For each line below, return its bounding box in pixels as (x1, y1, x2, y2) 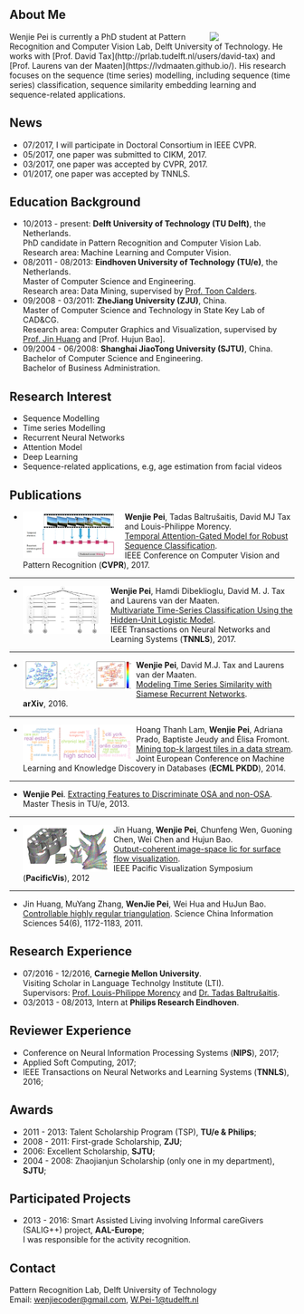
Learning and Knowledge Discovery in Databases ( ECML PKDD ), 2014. (22, 763, 287, 773)
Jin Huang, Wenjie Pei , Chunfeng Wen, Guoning (112, 824, 292, 836)
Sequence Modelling (22, 413, 100, 424)
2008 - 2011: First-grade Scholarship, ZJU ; (22, 1136, 183, 1146)
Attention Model (22, 442, 83, 453)
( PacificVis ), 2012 (22, 873, 90, 884)
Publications (9, 487, 82, 503)
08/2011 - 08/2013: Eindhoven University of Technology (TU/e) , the (22, 257, 279, 268)
